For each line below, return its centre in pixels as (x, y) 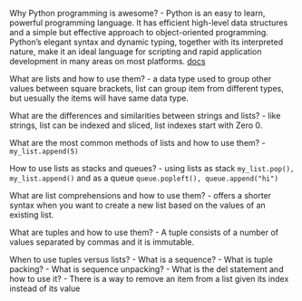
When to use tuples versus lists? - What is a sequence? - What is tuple (141, 259)
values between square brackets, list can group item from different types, (146, 88)
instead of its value (45, 288)
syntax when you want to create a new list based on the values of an (137, 205)
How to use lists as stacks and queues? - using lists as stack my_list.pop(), (152, 168)
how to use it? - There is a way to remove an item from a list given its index (149, 279)
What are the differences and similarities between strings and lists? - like (145, 116)
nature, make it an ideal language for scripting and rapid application (136, 52)
